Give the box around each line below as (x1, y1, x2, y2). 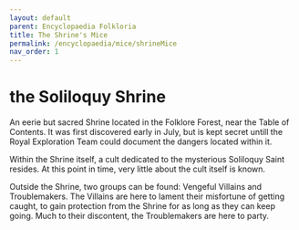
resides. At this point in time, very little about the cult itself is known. (9, 163, 266, 174)
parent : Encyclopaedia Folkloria (9, 22, 137, 31)
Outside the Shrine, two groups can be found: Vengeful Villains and (9, 182, 263, 193)
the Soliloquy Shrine (9, 87, 167, 108)
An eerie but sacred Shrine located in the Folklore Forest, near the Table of (9, 117, 290, 128)
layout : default (9, 13, 71, 23)
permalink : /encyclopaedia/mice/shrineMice (9, 38, 178, 48)
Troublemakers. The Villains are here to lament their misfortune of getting (9, 191, 285, 202)
